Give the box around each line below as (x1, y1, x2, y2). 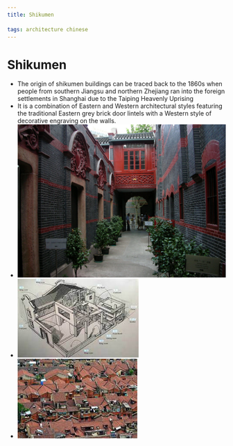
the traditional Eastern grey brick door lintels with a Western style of (17, 109, 212, 118)
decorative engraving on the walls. (17, 117, 116, 125)
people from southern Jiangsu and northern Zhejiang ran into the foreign (17, 87, 225, 95)
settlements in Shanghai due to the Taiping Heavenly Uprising (17, 95, 194, 103)
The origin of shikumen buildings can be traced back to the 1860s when (17, 80, 223, 88)
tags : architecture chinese (7, 26, 89, 33)
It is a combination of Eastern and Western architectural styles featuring (17, 102, 223, 111)
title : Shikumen (7, 11, 54, 18)
